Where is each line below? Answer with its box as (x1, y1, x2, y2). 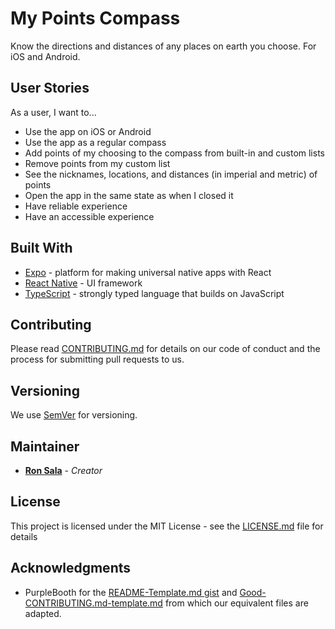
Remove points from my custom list (24, 157, 171, 169)
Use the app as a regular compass (24, 136, 167, 148)
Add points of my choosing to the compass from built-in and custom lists (24, 147, 325, 159)
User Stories (10, 80, 90, 97)
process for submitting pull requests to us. (10, 353, 185, 366)
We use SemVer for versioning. (10, 409, 138, 421)
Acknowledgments (10, 560, 132, 577)
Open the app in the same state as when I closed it (24, 189, 234, 201)
